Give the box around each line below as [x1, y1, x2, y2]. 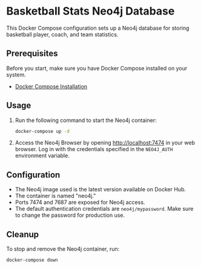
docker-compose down [6, 257, 59, 264]
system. [6, 71, 26, 78]
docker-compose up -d [15, 128, 70, 134]
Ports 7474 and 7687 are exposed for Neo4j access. [15, 199, 145, 206]
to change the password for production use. [15, 211, 125, 219]
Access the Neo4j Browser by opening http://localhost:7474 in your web [15, 139, 196, 146]
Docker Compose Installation [15, 83, 88, 90]
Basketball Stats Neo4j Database [6, 4, 175, 18]
